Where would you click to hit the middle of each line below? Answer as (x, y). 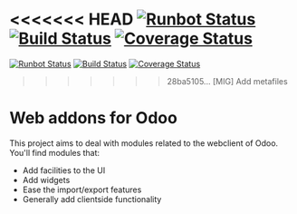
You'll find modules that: (55, 152)
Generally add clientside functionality (92, 199)
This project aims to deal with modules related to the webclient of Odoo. (144, 143)
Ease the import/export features (82, 190)
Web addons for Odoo (94, 118)
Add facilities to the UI (64, 170)
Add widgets (46, 180)
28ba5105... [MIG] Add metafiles (227, 81)
